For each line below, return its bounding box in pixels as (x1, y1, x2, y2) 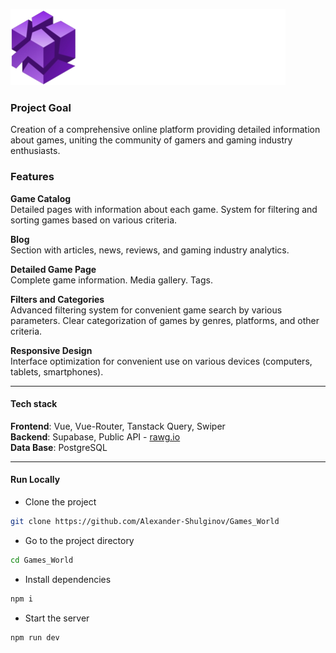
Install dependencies (24, 573, 112, 585)
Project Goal (10, 100, 72, 114)
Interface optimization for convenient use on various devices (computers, (10, 355, 313, 367)
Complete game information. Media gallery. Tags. (10, 274, 213, 286)
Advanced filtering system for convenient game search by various (10, 304, 283, 316)
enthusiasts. (10, 145, 61, 157)
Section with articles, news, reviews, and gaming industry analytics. (10, 244, 290, 256)
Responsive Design (10, 344, 93, 356)
